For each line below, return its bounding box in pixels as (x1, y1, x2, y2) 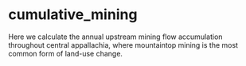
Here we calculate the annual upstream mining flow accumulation (8, 32, 223, 41)
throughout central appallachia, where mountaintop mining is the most (8, 40, 239, 49)
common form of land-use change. (8, 49, 123, 58)
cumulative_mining (8, 6, 138, 24)
